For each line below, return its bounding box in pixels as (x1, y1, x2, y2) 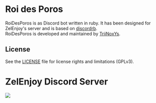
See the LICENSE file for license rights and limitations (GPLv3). (5, 58, 134, 64)
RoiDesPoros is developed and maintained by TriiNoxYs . (5, 30, 121, 36)
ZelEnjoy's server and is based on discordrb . (5, 25, 97, 31)
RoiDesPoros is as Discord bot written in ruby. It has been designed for (5, 20, 151, 26)
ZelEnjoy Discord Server (5, 76, 108, 87)
